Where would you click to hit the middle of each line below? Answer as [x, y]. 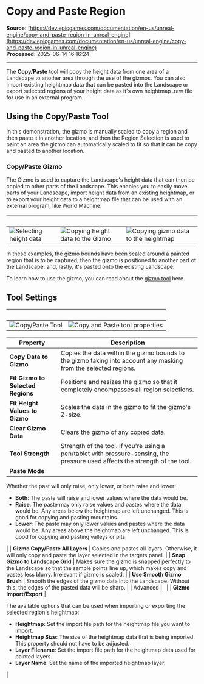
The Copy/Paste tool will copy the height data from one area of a [87, 71]
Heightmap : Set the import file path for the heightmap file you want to [102, 624]
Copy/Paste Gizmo [34, 166]
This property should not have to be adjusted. [72, 643]
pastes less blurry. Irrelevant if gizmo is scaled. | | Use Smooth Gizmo [94, 574]
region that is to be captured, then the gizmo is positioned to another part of [101, 260]
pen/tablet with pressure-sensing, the [115, 454]
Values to [23, 411]
